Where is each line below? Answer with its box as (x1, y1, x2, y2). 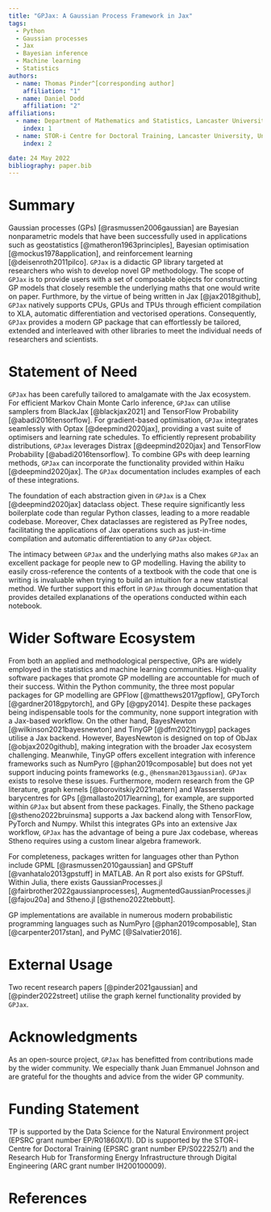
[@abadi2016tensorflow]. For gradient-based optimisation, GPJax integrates (8, 415, 259, 425)
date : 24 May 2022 (8, 154, 70, 162)
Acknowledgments (8, 1028, 139, 1046)
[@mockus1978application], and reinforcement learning (8, 249, 194, 258)
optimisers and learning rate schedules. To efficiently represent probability (8, 433, 256, 442)
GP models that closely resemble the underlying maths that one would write (8, 283, 261, 293)
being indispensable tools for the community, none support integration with (8, 707, 258, 717)
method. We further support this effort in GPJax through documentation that (8, 584, 258, 593)
